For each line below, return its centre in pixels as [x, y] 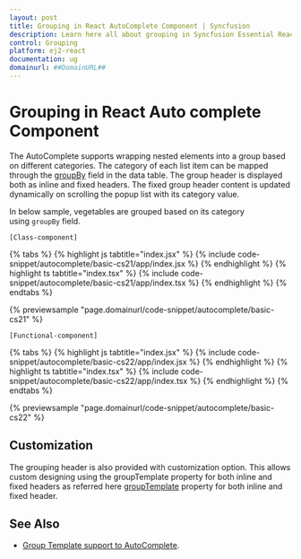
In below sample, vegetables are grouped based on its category [127, 211]
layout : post [34, 17]
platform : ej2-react [48, 51]
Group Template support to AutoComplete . [101, 546]
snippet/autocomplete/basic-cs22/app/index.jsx [98, 362]
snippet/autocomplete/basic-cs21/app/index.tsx [98, 283]
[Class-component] [43, 237]
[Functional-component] [54, 336]
